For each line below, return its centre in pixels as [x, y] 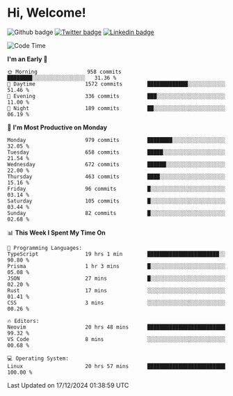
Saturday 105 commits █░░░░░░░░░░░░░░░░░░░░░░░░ [116, 201]
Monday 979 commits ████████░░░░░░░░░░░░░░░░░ [116, 140]
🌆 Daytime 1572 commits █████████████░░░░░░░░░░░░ [116, 84]
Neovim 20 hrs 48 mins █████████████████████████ [116, 327]
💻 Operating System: [38, 358]
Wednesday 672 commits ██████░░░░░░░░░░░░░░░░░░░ [116, 164]
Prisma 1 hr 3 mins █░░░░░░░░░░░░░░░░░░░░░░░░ [116, 266]
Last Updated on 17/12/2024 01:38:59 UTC [68, 385]
